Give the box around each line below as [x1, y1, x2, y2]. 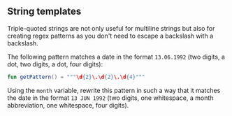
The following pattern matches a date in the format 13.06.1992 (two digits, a [7, 52, 226, 61]
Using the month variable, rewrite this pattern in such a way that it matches [7, 86, 221, 94]
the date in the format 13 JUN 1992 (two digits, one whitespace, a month [7, 94, 214, 102]
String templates [7, 6, 82, 17]
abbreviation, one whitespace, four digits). [7, 101, 129, 109]
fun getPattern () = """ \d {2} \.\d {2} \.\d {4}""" [7, 73, 145, 80]
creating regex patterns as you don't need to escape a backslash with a [7, 31, 214, 40]
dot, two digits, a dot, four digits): [7, 59, 103, 68]
